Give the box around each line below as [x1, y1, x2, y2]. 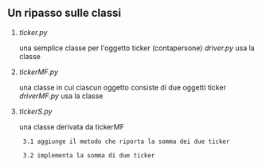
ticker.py [18, 27, 48, 37]
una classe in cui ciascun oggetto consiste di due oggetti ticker [18, 82, 226, 92]
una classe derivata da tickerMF [18, 121, 125, 131]
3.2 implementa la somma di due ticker [22, 151, 155, 159]
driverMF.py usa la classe [18, 91, 104, 101]
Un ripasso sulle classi [7, 6, 121, 20]
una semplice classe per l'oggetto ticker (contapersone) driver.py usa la [18, 43, 256, 53]
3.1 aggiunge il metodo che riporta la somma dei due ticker [22, 137, 230, 145]
